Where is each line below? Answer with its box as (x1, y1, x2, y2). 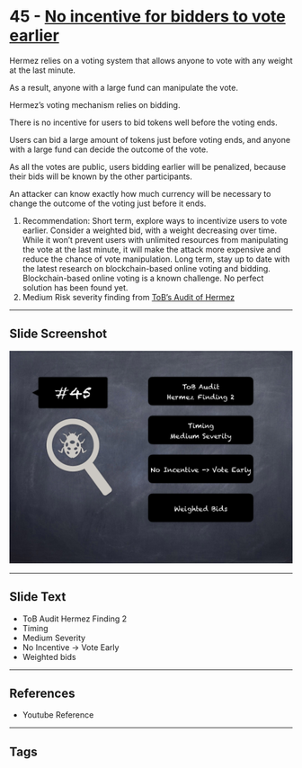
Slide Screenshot (9, 326, 108, 342)
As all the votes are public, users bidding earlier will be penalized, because (9, 161, 286, 172)
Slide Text (9, 589, 67, 604)
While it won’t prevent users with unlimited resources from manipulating (22, 234, 289, 245)
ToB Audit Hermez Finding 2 (22, 613, 128, 624)
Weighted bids (22, 651, 76, 662)
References (9, 685, 75, 701)
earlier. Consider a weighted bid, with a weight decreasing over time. (22, 225, 278, 236)
